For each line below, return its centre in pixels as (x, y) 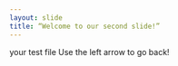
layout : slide (36, 18)
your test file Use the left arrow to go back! (89, 52)
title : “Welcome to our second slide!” (85, 26)
